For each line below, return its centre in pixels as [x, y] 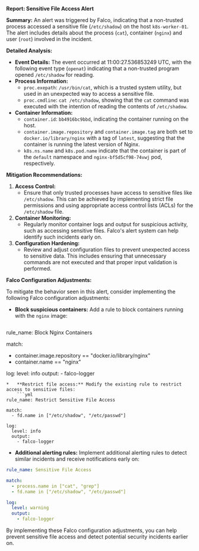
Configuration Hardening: [47, 243]
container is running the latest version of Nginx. [82, 144]
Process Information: [41, 81]
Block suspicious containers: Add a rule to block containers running [99, 309]
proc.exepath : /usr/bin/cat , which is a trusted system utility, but [102, 87]
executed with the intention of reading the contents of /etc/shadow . [106, 106]
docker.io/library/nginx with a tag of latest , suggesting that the [104, 138]
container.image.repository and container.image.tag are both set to [108, 132]
